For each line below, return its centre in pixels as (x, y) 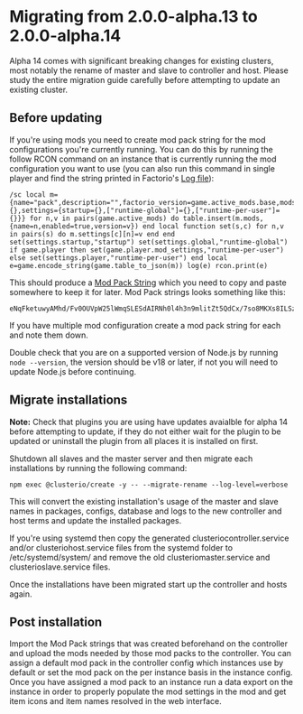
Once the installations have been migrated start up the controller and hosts (148, 584)
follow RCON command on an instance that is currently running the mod (143, 159)
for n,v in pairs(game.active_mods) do (104, 218)
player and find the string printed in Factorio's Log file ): (112, 178)
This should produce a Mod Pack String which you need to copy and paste (148, 283)
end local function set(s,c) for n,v (213, 226)
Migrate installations (69, 400)
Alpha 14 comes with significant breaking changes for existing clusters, (142, 60)
